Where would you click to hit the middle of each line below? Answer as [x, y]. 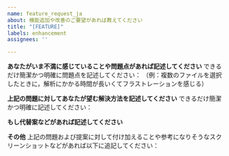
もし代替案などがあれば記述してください [65, 122]
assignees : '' [28, 40]
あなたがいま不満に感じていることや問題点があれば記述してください [105, 66]
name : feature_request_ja [45, 14]
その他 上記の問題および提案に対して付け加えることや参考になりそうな [109, 137]
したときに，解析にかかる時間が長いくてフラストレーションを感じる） [108, 84]
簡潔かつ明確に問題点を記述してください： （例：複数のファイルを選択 [121, 75]
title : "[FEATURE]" [35, 26]
